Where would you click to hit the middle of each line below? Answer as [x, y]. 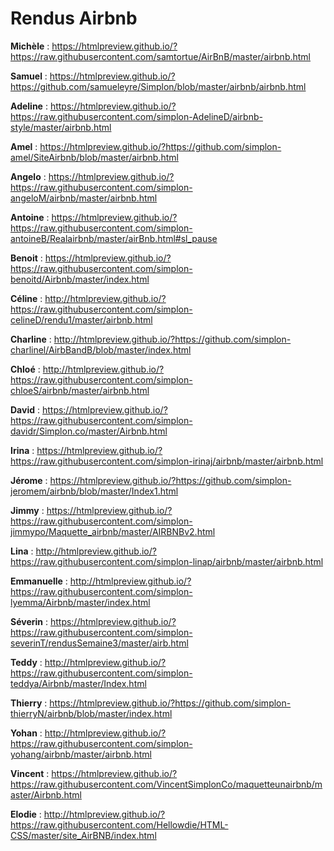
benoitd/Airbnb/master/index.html [80, 279]
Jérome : [29, 480]
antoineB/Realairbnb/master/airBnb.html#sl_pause [114, 238]
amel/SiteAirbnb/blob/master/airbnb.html [94, 157]
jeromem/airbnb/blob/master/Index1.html [94, 491]
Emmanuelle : [39, 581]
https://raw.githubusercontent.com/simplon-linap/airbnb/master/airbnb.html [167, 561]
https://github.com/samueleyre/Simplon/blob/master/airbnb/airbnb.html [158, 86]
